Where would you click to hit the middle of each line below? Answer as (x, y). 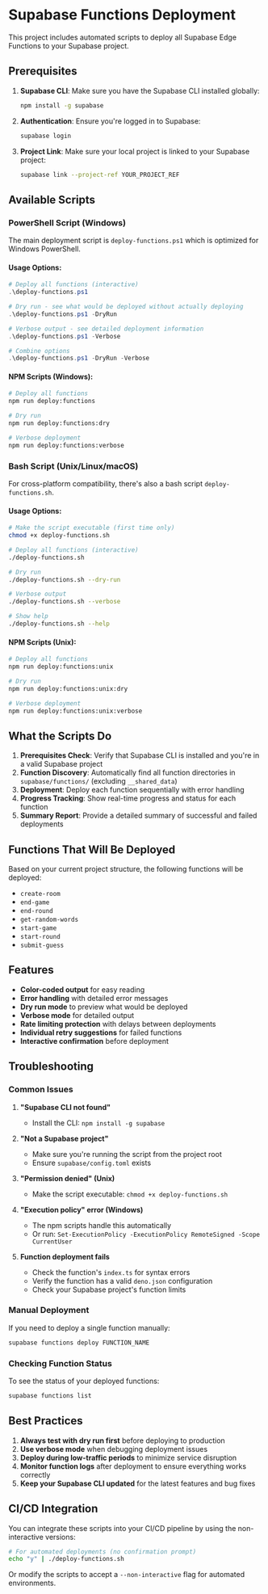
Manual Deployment (49, 1310)
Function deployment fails (65, 1256)
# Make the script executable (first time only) (92, 528)
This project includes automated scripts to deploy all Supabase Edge (122, 37)
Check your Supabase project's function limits (109, 1289)
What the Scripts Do (60, 736)
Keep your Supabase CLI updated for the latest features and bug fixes (138, 1483)
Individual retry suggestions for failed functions (101, 1033)
